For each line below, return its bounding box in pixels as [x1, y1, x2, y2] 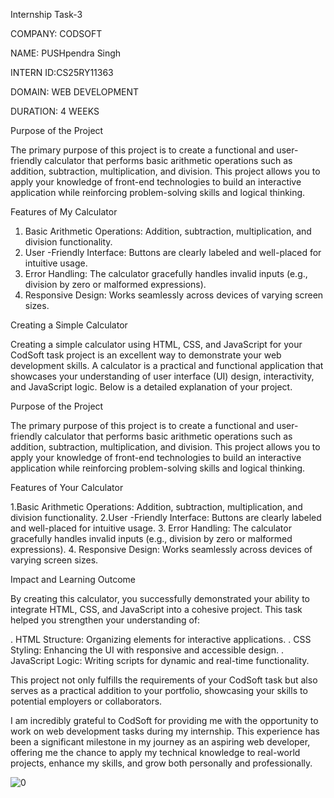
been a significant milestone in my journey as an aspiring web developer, [10, 736, 311, 748]
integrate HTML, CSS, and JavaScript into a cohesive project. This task [10, 604, 303, 615]
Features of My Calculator [10, 206, 118, 218]
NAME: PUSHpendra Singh [10, 47, 122, 59]
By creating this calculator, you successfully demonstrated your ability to [10, 593, 311, 604]
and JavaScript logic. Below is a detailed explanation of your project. [10, 381, 293, 393]
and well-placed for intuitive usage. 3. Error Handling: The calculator [10, 522, 292, 534]
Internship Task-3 [10, 9, 83, 20]
